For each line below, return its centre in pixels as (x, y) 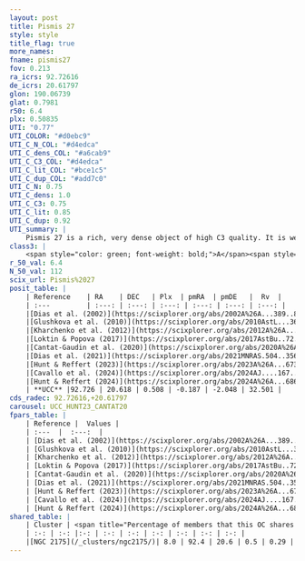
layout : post (34, 18)
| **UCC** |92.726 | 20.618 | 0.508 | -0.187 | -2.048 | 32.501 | (154, 390)
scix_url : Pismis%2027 (52, 280)
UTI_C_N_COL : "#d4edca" (54, 145)
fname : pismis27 (40, 60)
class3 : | (28, 246)
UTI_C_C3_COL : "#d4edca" (56, 161)
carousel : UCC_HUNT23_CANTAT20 (69, 407)
